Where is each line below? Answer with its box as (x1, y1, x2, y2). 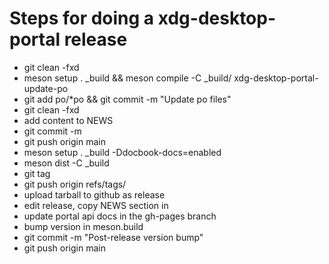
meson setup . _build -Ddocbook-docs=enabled (23, 146, 222, 158)
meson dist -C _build (23, 157, 110, 169)
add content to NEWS (23, 114, 114, 126)
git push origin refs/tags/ (23, 178, 127, 190)
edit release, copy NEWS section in (23, 199, 169, 211)
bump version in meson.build (23, 220, 144, 232)
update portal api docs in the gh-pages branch (23, 210, 217, 222)
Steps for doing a (9, 7, 155, 30)
